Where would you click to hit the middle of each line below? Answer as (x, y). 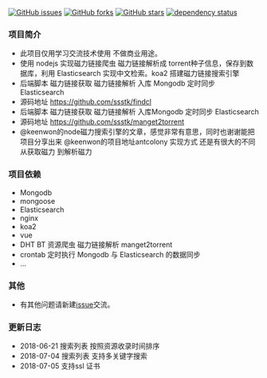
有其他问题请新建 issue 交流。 (67, 304)
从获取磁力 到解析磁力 (56, 152)
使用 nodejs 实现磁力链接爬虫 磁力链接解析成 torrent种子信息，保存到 (133, 63)
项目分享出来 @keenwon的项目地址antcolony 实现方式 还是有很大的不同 (137, 142)
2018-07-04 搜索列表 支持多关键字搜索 (83, 356)
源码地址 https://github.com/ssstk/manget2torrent (102, 122)
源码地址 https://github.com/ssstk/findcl (85, 102)
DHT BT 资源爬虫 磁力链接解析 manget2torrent (96, 245)
